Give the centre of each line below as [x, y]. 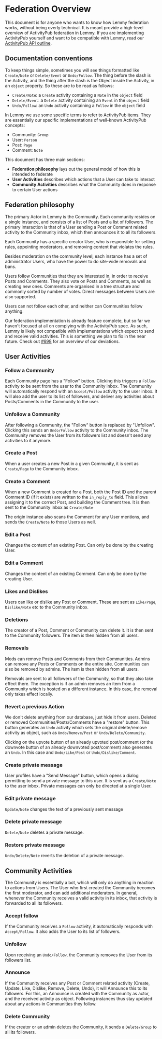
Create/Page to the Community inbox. [42, 468]
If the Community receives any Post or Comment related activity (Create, [77, 983]
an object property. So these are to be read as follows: [59, 86]
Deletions [16, 620]
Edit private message [30, 799]
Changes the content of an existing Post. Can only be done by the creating [79, 545]
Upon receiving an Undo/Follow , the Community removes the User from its [79, 955]
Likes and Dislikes [27, 591]
